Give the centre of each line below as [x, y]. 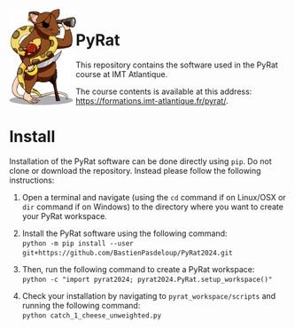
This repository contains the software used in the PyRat [177, 65]
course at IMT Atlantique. [122, 74]
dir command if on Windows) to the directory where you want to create [152, 207]
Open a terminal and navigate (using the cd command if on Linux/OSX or [154, 197]
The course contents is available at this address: [164, 91]
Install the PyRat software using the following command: [124, 233]
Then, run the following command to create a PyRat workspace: [138, 269]
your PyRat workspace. [65, 215]
